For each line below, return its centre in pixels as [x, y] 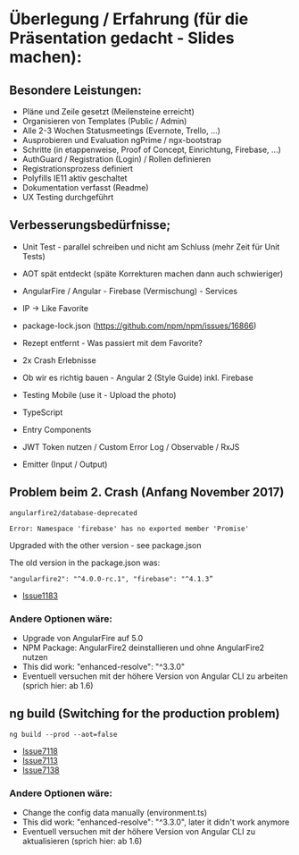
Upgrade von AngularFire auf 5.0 [83, 638]
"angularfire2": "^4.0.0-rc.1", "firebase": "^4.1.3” [112, 579]
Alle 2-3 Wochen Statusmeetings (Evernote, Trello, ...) [121, 131]
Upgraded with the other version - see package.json [105, 545]
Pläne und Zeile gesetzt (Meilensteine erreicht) [108, 111]
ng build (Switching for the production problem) [145, 714]
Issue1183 [40, 596]
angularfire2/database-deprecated [74, 513]
